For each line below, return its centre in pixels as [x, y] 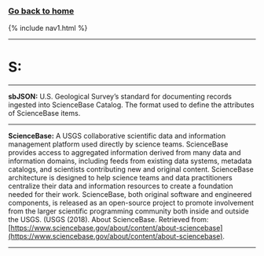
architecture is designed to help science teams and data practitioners [121, 178]
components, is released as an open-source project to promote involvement [131, 203]
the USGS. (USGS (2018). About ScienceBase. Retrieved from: [108, 220]
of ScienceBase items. [44, 113]
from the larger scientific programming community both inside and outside [128, 211]
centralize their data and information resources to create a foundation [121, 186]
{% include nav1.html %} [48, 28]
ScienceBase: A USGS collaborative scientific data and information [117, 136]
